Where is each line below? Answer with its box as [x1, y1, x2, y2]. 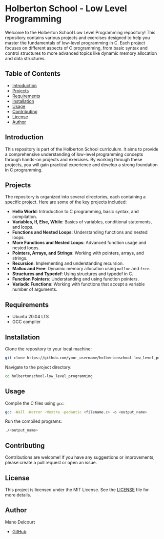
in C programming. [5, 167, 43, 172]
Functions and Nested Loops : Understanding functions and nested [12, 229, 148, 235]
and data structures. [5, 55, 46, 61]
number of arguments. [12, 286, 58, 292]
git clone [5, 355, 25, 360]
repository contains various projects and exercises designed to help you [5, 35, 150, 41]
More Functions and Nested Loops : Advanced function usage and [12, 240, 146, 246]
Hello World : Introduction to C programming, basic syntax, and [12, 209, 139, 215]
